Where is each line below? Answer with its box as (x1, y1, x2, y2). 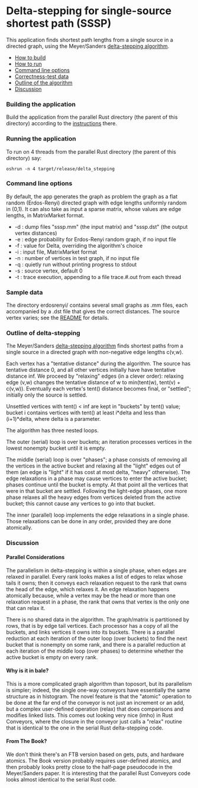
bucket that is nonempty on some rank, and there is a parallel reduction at (6, 641, 186, 648)
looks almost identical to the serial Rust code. (6, 776, 117, 783)
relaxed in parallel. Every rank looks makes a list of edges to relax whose (6, 573, 183, 580)
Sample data (6, 288, 43, 296)
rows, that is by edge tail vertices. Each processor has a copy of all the (6, 622, 178, 629)
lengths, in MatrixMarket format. (6, 212, 85, 219)
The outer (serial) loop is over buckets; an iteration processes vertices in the (6, 439, 192, 446)
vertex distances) (14, 229, 57, 236)
